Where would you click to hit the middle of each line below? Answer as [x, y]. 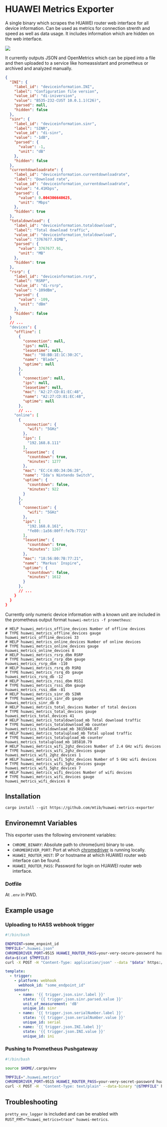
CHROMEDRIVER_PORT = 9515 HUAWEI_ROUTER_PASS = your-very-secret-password [80, 1082]
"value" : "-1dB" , [32, 138]
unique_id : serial [42, 1023]
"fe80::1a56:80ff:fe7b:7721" [57, 531]
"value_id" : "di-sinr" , [39, 133]
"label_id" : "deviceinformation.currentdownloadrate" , [72, 175]
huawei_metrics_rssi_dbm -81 [35, 690]
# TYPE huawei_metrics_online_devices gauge [52, 646]
